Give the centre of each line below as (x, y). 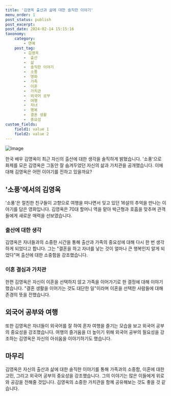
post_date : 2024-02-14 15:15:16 (40, 29)
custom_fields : (21, 124)
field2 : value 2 (32, 134)
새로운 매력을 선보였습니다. (45, 216)
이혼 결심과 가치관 (26, 269)
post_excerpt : (20, 24)
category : (25, 39)
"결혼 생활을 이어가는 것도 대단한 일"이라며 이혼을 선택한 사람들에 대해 (94, 288)
